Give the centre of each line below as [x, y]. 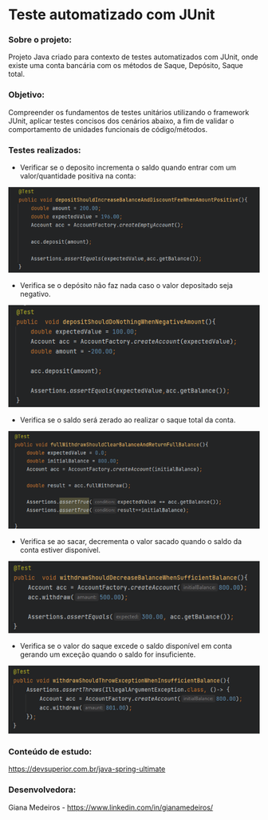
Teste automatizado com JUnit [112, 15]
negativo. [35, 294]
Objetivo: [27, 95]
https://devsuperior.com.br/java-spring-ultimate [87, 769]
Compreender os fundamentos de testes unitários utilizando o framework [129, 112]
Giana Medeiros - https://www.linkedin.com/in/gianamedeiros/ [111, 807]
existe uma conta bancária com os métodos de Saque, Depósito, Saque [126, 66]
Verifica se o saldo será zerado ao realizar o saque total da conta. [128, 420]
